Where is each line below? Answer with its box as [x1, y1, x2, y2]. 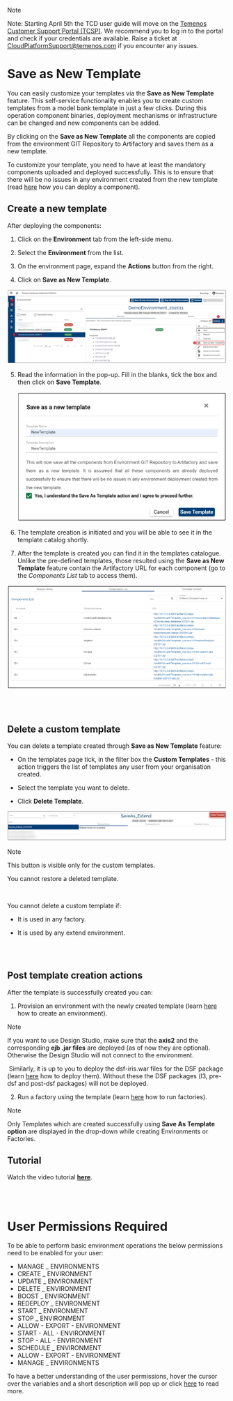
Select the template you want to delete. [17, 783, 130, 792]
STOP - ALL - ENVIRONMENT [17, 1336, 103, 1345]
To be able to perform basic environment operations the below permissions [7, 1241, 223, 1250]
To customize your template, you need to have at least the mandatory [7, 160, 207, 169]
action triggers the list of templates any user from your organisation [17, 763, 211, 771]
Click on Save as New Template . [17, 275, 111, 284]
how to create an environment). [17, 1009, 108, 1017]
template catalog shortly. [17, 535, 89, 544]
